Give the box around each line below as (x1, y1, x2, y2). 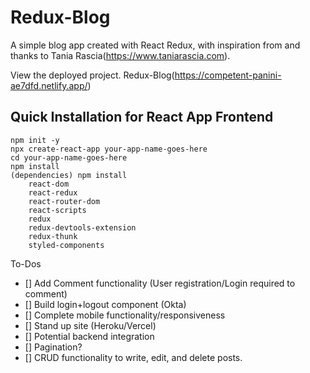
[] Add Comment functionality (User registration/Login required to (24, 277, 296, 289)
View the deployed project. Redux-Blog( (10, 69, 175, 81)
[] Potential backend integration (24, 330, 155, 342)
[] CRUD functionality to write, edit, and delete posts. (24, 351, 243, 363)
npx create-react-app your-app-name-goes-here (10, 144, 208, 154)
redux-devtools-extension (28, 222, 137, 233)
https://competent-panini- (174, 69, 282, 81)
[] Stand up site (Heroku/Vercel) (24, 319, 157, 331)
